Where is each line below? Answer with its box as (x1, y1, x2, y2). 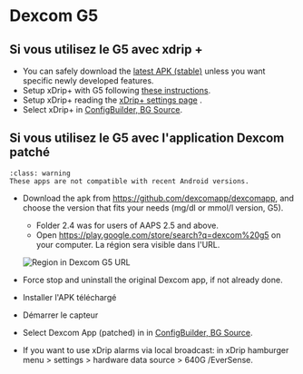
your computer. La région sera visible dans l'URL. (35, 239, 220, 250)
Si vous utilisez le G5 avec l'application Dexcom (9, 131, 285, 146)
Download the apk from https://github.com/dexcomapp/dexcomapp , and (22, 192, 295, 203)
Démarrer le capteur (22, 310, 99, 320)
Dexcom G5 (9, 5, 99, 26)
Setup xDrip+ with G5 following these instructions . (22, 85, 211, 95)
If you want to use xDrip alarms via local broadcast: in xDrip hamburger (22, 344, 289, 355)
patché (9, 144, 51, 160)
